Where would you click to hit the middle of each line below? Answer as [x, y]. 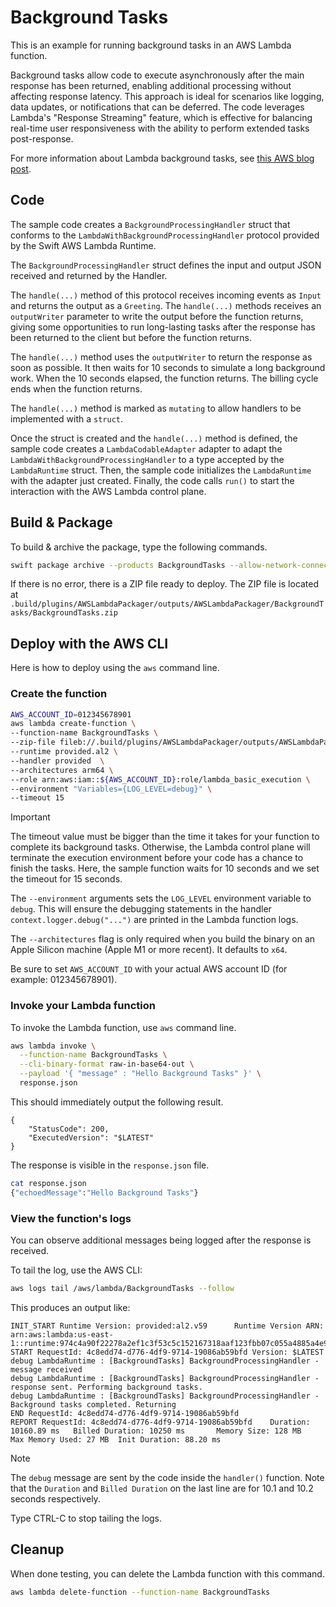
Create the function [59, 694]
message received [46, 1369]
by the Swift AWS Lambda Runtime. [83, 245]
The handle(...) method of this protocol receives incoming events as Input [166, 295]
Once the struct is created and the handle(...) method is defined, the [154, 438]
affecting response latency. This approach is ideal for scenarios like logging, [167, 96]
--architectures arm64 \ [62, 770]
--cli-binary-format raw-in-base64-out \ [107, 1064]
